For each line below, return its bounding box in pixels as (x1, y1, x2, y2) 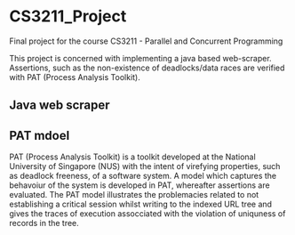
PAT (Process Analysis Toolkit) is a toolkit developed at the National (9, 151, 256, 162)
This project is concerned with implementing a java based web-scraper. (9, 53, 273, 63)
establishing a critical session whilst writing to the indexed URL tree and (9, 199, 273, 210)
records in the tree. (9, 218, 80, 229)
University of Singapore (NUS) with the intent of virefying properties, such (9, 161, 281, 172)
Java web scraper (9, 98, 110, 113)
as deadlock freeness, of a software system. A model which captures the (9, 171, 277, 182)
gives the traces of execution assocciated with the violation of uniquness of (9, 208, 286, 219)
